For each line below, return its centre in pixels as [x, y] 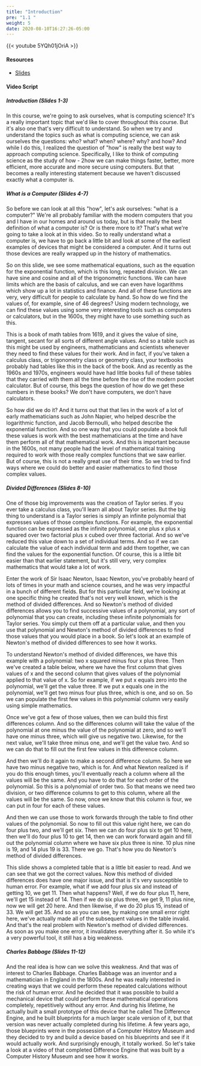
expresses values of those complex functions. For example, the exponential [100, 522]
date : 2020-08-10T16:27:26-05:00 [48, 29]
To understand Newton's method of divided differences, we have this [92, 654]
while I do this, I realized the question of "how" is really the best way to [94, 148]
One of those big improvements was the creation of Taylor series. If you [95, 503]
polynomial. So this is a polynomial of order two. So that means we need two [101, 786]
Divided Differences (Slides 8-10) [49, 488]
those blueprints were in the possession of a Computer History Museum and [100, 1030]
